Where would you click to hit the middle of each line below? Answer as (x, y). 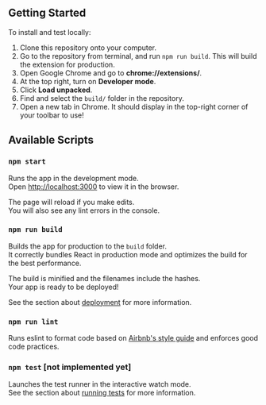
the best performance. (45, 263)
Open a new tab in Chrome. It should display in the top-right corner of (134, 106)
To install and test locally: (50, 32)
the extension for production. (67, 64)
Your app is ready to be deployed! (64, 287)
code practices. (34, 347)
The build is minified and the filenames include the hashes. (104, 278)
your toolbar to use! (52, 115)
